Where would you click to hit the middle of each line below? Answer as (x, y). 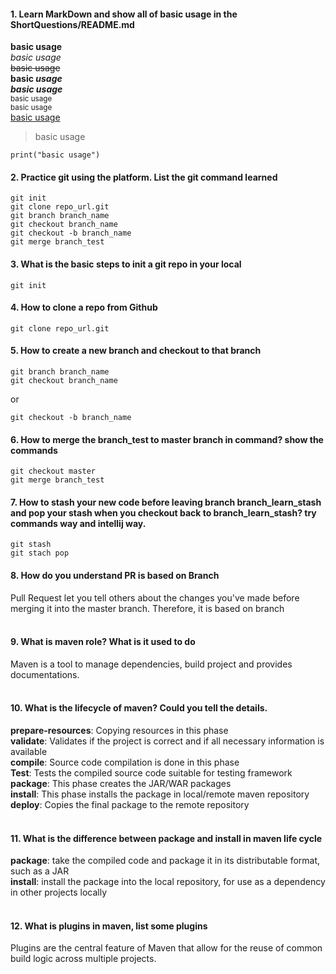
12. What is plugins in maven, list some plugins (109, 926)
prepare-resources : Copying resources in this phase (119, 731)
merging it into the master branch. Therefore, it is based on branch (147, 608)
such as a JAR (40, 871)
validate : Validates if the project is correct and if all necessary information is (167, 741)
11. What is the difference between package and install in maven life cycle (166, 838)
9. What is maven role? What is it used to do (103, 642)
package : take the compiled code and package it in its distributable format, (165, 861)
